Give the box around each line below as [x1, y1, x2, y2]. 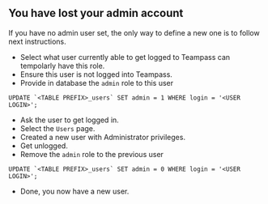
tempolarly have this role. [19, 61, 105, 70]
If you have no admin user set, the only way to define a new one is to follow [8, 28, 261, 37]
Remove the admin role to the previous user [19, 149, 164, 159]
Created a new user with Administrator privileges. [19, 132, 186, 142]
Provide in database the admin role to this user [19, 78, 174, 87]
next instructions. [8, 36, 66, 46]
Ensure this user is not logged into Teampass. [19, 69, 172, 79]
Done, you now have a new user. [19, 186, 130, 196]
